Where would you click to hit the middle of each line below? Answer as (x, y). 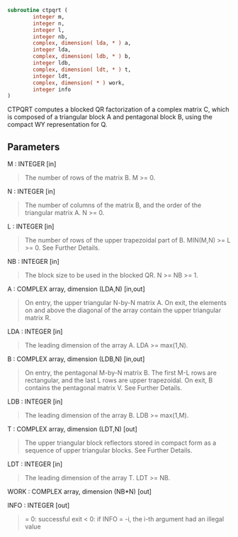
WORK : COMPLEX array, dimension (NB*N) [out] (80, 492)
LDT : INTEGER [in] (35, 464)
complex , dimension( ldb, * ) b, (82, 57)
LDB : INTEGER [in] (35, 402)
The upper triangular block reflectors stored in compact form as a (120, 443)
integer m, (49, 17)
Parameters (34, 146)
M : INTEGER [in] (32, 164)
